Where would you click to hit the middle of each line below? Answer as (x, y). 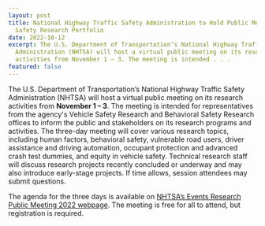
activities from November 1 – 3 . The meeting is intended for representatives (131, 106)
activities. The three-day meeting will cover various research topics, (119, 131)
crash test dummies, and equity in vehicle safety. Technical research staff (128, 156)
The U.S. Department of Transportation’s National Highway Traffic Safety (127, 89)
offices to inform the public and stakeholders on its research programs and (130, 122)
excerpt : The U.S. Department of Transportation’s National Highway (123, 45)
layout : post (30, 15)
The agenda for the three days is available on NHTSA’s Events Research (125, 196)
